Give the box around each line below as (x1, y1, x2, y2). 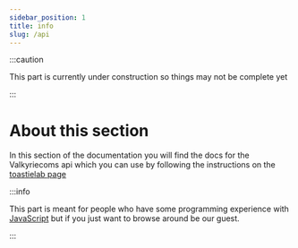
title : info (9, 21, 54, 30)
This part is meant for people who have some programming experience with (9, 203, 289, 215)
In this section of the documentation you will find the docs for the (9, 150, 250, 161)
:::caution (9, 55, 45, 65)
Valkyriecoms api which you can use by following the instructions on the (9, 159, 276, 170)
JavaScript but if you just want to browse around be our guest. (9, 213, 240, 224)
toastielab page (9, 169, 67, 180)
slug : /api (9, 30, 50, 38)
